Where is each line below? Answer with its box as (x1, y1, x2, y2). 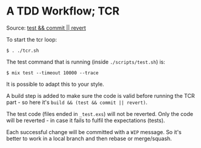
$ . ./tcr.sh (6, 47, 39, 54)
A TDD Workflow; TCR (6, 4, 120, 18)
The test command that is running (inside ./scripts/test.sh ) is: (6, 58, 165, 65)
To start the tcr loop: (6, 36, 58, 43)
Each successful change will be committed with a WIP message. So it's (6, 128, 182, 135)
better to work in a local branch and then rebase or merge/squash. (6, 135, 173, 142)
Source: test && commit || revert (6, 24, 87, 31)
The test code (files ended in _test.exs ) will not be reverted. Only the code (6, 110, 194, 117)
